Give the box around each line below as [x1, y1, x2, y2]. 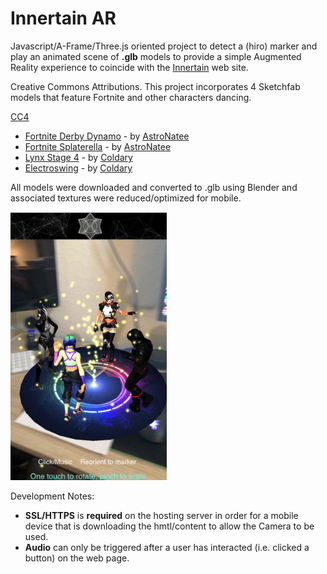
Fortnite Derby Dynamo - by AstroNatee [24, 130, 190, 142]
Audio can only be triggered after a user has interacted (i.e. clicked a [24, 542, 310, 554]
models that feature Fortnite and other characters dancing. [10, 91, 252, 103]
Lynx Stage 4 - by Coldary [24, 151, 133, 163]
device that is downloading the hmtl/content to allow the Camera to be [24, 520, 315, 532]
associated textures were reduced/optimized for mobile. [10, 192, 242, 204]
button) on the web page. [24, 552, 130, 564]
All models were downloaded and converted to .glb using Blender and [10, 181, 298, 193]
